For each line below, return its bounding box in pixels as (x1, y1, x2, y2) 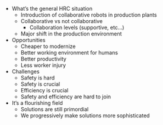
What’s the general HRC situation (11, 5, 93, 12)
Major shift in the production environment (20, 30, 122, 37)
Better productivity (20, 56, 67, 62)
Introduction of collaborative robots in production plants (20, 11, 157, 18)
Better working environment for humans (20, 49, 119, 56)
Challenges (11, 68, 40, 75)
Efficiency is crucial (20, 87, 69, 94)
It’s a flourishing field (11, 100, 63, 106)
